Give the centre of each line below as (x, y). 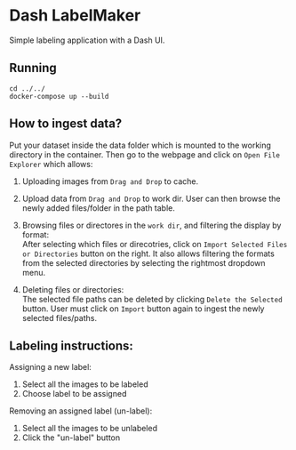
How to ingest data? (66, 124)
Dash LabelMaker (75, 16)
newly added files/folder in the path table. (99, 208)
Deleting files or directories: (73, 289)
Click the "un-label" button (71, 438)
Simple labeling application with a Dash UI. (87, 40)
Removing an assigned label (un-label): (81, 411)
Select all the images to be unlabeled (90, 429)
